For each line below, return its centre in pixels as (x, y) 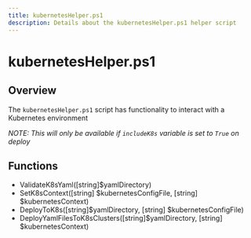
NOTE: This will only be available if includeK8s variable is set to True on (124, 133)
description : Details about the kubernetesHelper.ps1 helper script (122, 23)
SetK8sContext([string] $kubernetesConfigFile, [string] (109, 193)
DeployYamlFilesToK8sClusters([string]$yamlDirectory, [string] (121, 218)
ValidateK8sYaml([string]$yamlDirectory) (85, 185)
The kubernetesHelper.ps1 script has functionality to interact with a (116, 109)
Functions (33, 166)
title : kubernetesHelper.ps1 (56, 15)
